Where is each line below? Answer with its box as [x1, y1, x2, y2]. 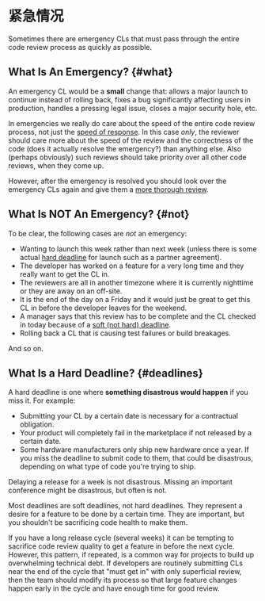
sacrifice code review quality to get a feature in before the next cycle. [8, 542, 235, 551]
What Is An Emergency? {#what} [8, 65, 173, 79]
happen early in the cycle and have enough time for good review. [8, 584, 220, 593]
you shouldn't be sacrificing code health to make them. [8, 518, 188, 527]
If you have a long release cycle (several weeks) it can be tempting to [8, 533, 235, 543]
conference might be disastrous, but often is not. [8, 485, 168, 496]
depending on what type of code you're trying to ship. [19, 461, 196, 472]
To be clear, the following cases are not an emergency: [8, 228, 187, 238]
